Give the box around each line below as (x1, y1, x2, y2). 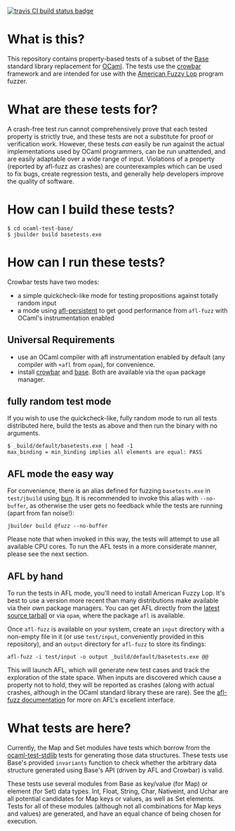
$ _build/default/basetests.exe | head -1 (7, 443, 133, 450)
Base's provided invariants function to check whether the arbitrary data (7, 758, 217, 766)
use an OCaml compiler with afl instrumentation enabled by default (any (17, 352, 226, 361)
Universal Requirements (7, 334, 115, 346)
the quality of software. (7, 176, 75, 186)
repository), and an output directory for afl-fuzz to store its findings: (7, 640, 207, 648)
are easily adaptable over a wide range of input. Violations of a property (7, 155, 215, 163)
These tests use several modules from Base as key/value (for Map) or (7, 779, 208, 787)
